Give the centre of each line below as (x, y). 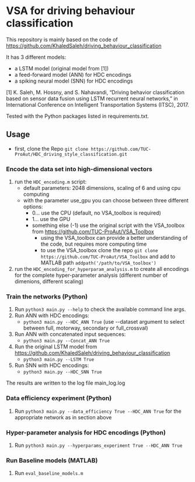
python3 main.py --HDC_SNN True (62, 372)
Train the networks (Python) (47, 296)
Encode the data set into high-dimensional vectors (79, 169)
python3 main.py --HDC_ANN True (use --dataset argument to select (104, 322)
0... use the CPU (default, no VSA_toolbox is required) (97, 213)
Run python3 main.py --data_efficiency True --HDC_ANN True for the (98, 411)
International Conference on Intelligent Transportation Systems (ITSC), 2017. (97, 104)
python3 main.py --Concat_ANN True (66, 341)
